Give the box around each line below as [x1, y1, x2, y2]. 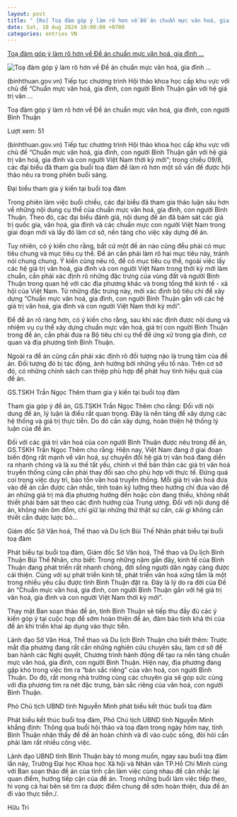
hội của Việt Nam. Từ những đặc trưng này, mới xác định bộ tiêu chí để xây [7, 287, 225, 296]
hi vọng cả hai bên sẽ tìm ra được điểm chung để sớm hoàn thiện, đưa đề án [7, 782, 229, 791]
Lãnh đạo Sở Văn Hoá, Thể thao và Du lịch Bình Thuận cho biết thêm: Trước [7, 636, 228, 644]
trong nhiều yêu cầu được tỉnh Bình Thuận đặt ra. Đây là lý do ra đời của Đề [7, 578, 226, 587]
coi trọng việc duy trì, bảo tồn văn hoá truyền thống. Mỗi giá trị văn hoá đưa [7, 475, 228, 485]
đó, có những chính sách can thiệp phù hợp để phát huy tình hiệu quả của [7, 367, 223, 376]
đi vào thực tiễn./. [7, 789, 59, 798]
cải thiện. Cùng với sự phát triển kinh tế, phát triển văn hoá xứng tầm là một [7, 571, 227, 579]
